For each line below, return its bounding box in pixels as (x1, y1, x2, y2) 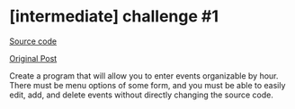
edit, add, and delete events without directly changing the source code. (9, 89, 274, 100)
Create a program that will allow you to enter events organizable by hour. (9, 70, 279, 81)
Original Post (9, 53, 58, 63)
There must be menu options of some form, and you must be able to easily (9, 80, 286, 90)
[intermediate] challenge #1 (9, 6, 219, 27)
